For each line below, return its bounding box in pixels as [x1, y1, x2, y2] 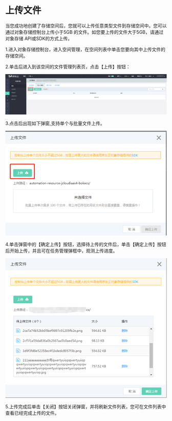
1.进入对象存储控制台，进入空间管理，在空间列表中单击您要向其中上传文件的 [5, 46, 165, 52]
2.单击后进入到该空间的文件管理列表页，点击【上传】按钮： [5, 64, 131, 70]
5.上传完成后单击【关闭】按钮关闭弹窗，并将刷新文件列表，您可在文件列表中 [5, 404, 166, 410]
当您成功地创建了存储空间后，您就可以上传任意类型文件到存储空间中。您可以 [5, 23, 167, 29]
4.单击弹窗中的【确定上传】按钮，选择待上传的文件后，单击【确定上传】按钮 [5, 241, 166, 247]
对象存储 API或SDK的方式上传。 [5, 35, 73, 41]
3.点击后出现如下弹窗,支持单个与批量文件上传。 [5, 120, 105, 127]
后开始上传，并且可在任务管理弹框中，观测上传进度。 [5, 248, 118, 254]
